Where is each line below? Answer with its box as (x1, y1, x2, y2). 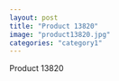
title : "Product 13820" (9, 22, 99, 31)
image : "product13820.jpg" (9, 30, 111, 39)
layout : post (9, 13, 59, 22)
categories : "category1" (9, 38, 103, 48)
